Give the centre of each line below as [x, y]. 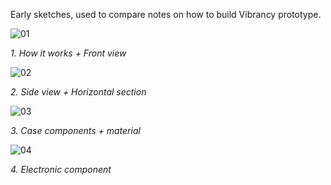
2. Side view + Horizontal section [78, 92]
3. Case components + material [75, 130]
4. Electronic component [61, 169]
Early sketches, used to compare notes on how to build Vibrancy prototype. [166, 14]
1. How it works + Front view [68, 53]
